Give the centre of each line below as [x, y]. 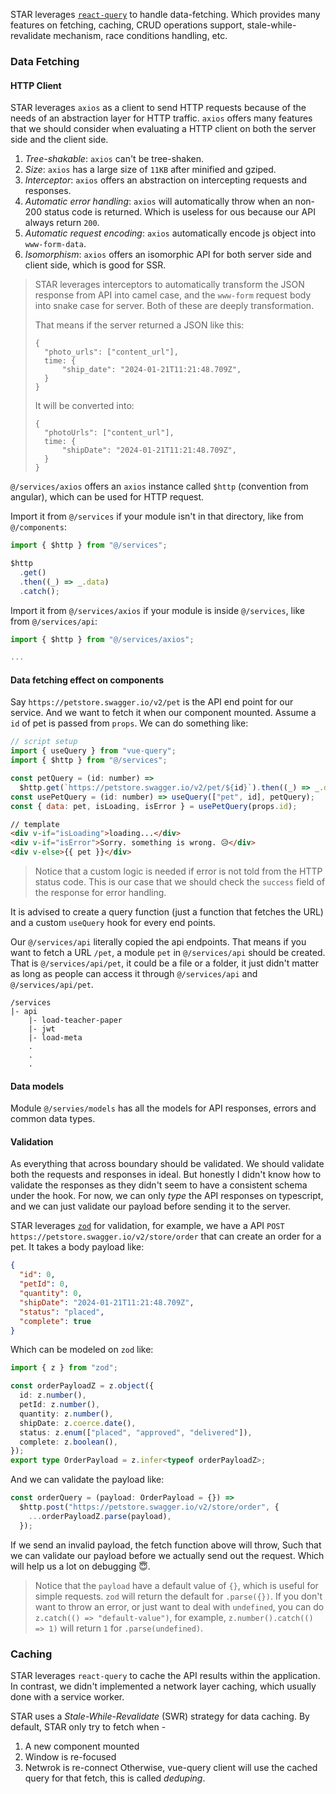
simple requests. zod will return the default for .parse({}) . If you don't [178, 1596]
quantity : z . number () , [66, 1414]
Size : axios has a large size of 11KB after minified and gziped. [150, 170]
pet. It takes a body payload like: [77, 1247]
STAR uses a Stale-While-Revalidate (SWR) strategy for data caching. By [160, 1716]
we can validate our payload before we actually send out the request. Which [167, 1555]
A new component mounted [82, 1746]
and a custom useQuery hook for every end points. [113, 923]
